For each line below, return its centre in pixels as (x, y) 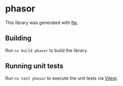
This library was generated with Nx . (42, 22)
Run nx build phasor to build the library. (46, 50)
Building (18, 38)
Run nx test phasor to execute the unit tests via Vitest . (62, 78)
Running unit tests (34, 66)
